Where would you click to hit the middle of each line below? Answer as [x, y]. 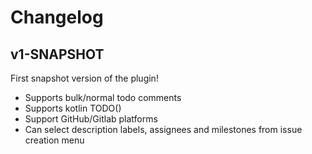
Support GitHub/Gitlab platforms [91, 119]
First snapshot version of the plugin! [84, 78]
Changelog [57, 17]
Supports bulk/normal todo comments [103, 97]
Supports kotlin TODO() [73, 108]
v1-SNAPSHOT [57, 54]
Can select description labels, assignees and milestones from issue [163, 129]
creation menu [54, 140]
